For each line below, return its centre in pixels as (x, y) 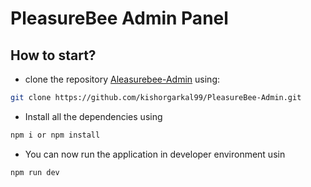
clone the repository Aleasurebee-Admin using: (122, 79)
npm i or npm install (55, 135)
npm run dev (35, 172)
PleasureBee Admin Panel (119, 18)
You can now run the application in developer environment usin (155, 154)
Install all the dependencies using (93, 116)
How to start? (53, 55)
